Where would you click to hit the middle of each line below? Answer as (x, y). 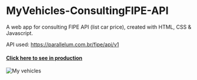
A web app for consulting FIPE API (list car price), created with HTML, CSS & (99, 27)
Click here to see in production (44, 58)
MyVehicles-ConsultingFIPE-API (87, 11)
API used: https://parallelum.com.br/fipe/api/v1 (63, 44)
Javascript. (20, 33)
